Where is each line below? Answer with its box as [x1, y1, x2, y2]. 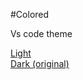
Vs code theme [10, 28, 73, 39]
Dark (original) [10, 58, 70, 69]
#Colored [10, 9, 50, 20]
